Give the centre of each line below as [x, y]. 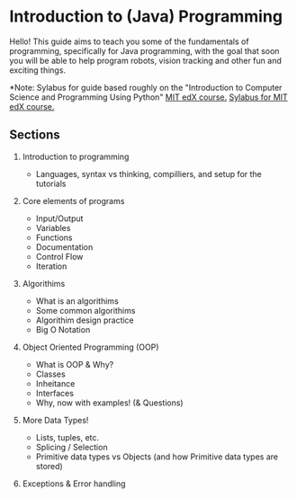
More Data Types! [55, 420]
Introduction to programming [76, 156]
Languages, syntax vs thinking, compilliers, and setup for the [149, 173]
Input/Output [59, 218]
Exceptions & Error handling [74, 484]
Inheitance [55, 383]
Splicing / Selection [72, 447]
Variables [53, 227]
